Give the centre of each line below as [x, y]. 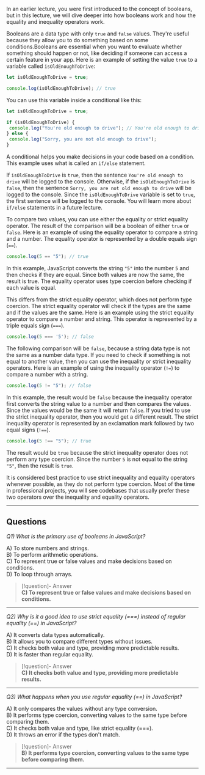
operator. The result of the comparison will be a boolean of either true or [98, 226]
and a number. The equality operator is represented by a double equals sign [102, 239]
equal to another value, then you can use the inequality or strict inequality [99, 361]
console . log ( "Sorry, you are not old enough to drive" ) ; [83, 139]
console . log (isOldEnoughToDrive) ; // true [61, 88]
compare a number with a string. [47, 374]
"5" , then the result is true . [40, 465]
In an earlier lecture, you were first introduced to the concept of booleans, [99, 9]
